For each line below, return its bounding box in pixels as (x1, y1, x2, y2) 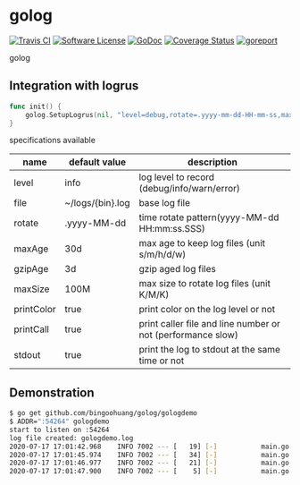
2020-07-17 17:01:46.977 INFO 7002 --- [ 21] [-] (9, 458, 218, 468)
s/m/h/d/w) (138, 248, 187, 260)
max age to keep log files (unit (138, 237, 266, 250)
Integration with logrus (9, 78, 139, 94)
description (187, 156, 238, 168)
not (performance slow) (138, 328, 238, 341)
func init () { (9, 102, 62, 111)
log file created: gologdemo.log (9, 433, 134, 443)
